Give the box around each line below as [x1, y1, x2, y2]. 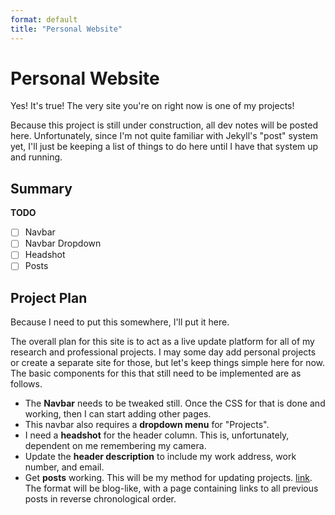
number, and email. [24, 461, 105, 473]
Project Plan [10, 289, 88, 306]
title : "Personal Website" [10, 24, 123, 34]
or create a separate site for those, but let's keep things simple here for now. [10, 357, 326, 369]
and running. [10, 151, 63, 163]
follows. [10, 378, 43, 390]
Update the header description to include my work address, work [24, 451, 297, 463]
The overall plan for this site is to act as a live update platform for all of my [10, 336, 315, 348]
